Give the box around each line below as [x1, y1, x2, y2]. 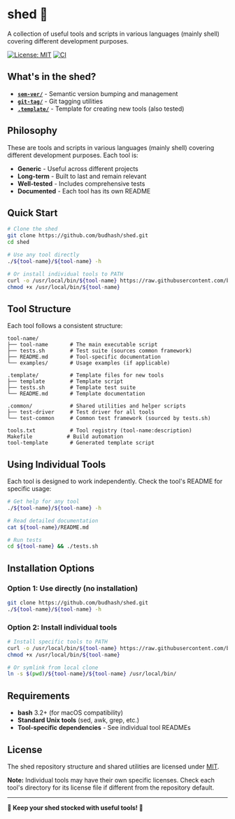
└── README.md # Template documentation [7, 391, 145, 398]
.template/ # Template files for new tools [7, 372, 164, 379]
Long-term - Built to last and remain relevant [17, 172, 147, 180]
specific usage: [7, 485, 52, 493]
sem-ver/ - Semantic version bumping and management [17, 89, 178, 97]
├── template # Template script [7, 378, 124, 385]
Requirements [7, 690, 70, 702]
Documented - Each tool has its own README [17, 187, 151, 195]
